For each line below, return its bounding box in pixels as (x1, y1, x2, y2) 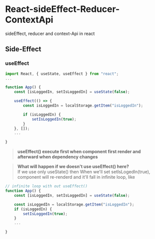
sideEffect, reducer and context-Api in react (5, 30, 95, 36)
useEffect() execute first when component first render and (17, 148, 141, 155)
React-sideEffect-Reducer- (5, 3, 120, 15)
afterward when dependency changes (17, 154, 98, 160)
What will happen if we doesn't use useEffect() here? (17, 163, 129, 170)
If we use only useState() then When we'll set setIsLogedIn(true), (17, 169, 151, 175)
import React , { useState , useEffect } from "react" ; (5, 71, 119, 76)
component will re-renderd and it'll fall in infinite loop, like (17, 174, 135, 180)
